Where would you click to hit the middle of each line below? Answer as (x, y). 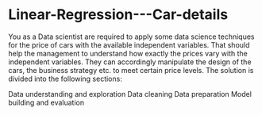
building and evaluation (46, 102)
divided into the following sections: (65, 79)
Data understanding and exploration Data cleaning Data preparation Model (130, 94)
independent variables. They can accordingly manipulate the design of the (130, 62)
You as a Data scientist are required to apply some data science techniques (132, 36)
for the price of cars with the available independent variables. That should (129, 44)
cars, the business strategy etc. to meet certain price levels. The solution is (131, 70)
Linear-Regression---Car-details (118, 15)
